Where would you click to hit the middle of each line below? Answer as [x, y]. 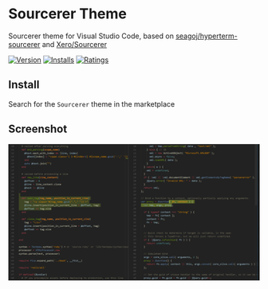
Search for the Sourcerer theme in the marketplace [92, 103]
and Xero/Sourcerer [75, 44]
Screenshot [38, 129]
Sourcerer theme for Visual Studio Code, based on [91, 36]
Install [24, 85]
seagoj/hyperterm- [206, 36]
